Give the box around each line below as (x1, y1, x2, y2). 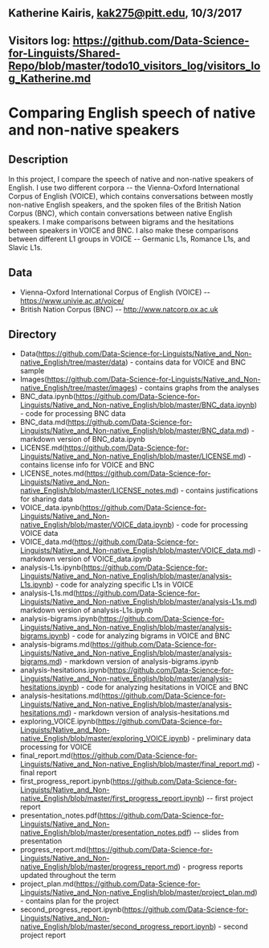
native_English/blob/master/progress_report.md (19, 862, 178, 872)
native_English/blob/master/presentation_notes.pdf (19, 828, 190, 838)
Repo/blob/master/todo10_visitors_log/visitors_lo (8, 59, 261, 72)
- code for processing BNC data (19, 409, 126, 418)
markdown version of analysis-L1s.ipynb (19, 605, 153, 615)
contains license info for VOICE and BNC (19, 460, 155, 470)
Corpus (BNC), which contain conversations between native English (8, 208, 233, 218)
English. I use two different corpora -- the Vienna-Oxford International (8, 183, 240, 192)
